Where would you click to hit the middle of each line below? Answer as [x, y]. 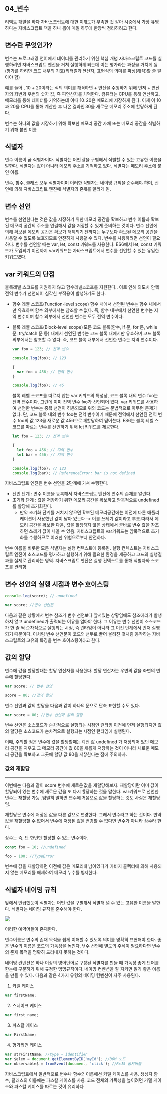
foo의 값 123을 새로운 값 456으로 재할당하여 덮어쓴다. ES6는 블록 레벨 [85, 421]
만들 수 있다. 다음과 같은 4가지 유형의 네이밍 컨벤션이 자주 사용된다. [75, 975]
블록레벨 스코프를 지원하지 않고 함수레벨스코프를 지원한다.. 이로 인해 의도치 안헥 [82, 287]
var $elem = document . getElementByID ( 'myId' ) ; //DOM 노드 [65, 1059]
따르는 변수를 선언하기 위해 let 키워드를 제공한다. [73, 427]
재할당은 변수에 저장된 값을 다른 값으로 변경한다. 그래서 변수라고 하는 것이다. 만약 [83, 814]
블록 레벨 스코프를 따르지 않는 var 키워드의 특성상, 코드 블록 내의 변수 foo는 [85, 396]
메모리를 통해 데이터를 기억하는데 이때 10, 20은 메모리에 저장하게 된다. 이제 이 [80, 100]
